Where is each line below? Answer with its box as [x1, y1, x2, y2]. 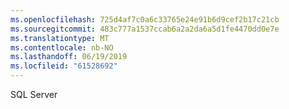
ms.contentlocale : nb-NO [10, 42, 114, 53]
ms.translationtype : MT [10, 33, 110, 43]
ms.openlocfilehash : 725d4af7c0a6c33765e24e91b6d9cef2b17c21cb [10, 14, 280, 25]
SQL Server [10, 89, 58, 100]
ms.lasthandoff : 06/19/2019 [10, 52, 128, 62]
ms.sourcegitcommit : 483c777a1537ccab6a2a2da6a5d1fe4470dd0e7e [10, 24, 280, 34]
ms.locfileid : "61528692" [10, 61, 118, 71]
